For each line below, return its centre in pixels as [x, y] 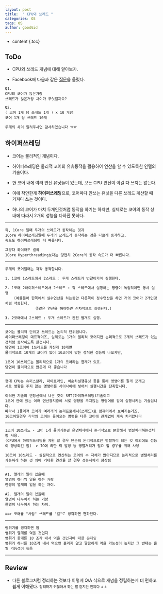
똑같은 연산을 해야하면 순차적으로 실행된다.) [74, 308]
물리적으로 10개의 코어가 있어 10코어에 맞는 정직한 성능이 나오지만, [64, 352]
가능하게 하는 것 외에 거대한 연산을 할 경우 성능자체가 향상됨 [58, 460]
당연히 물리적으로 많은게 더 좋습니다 [36, 367]
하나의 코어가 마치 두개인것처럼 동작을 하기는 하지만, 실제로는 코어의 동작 [81, 209]
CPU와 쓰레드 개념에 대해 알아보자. [45, 69]
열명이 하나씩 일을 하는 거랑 [29, 479]
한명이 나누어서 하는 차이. [28, 504]
